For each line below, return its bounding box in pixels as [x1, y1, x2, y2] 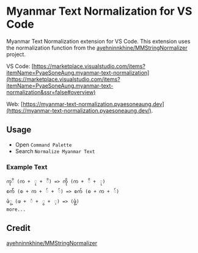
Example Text [6, 162, 48, 171]
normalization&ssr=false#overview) [6, 88, 96, 96]
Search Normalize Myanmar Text [15, 147, 95, 154]
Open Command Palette [15, 141, 72, 148]
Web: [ [6, 100, 23, 108]
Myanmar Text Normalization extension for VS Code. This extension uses [6, 37, 191, 45]
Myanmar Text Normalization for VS [6, 4, 193, 18]
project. [6, 50, 26, 58]
